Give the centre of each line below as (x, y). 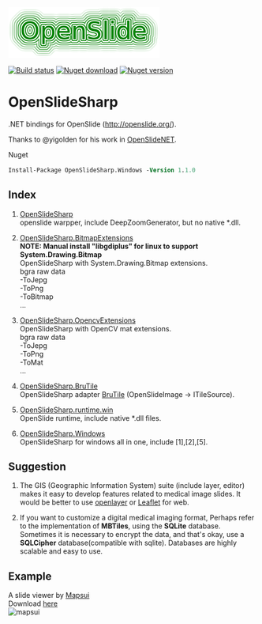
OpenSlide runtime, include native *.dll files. (90, 418)
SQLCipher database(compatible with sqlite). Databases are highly (128, 543)
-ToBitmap (36, 297)
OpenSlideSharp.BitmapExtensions (77, 237)
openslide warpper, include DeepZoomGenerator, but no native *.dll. (130, 222)
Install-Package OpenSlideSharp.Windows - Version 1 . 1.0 (102, 170)
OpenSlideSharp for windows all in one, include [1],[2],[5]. (114, 441)
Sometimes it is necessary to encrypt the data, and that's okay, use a (132, 535)
